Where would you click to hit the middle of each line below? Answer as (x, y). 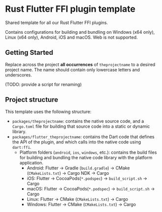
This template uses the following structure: (48, 112)
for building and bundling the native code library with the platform (86, 157)
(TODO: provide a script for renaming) (43, 84)
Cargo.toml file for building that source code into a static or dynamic (81, 126)
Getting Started (29, 53)
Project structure (32, 100)
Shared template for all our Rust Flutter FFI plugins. (56, 23)
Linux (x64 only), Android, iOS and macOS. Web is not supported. (71, 37)
